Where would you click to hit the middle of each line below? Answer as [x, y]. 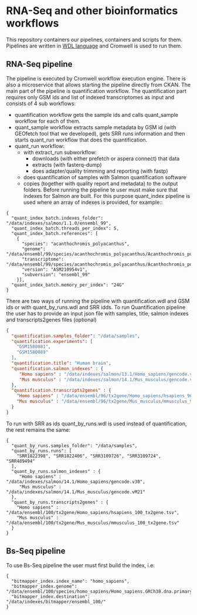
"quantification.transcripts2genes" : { [61, 391]
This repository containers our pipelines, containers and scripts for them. [94, 39]
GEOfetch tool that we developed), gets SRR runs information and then [100, 133]
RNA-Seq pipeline [39, 64]
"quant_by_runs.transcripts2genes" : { [60, 502]
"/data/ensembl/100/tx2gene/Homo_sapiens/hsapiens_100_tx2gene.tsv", [93, 512]
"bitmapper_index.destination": [51, 596]
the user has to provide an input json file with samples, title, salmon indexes [97, 313]
